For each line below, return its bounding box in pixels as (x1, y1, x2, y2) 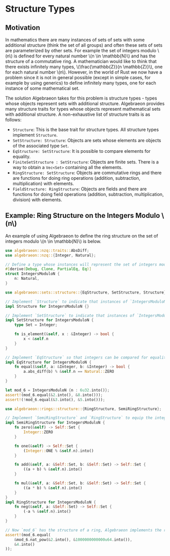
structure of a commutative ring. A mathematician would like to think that (5, 58, 157, 64)
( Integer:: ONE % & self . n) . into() (23, 448, 94, 453)
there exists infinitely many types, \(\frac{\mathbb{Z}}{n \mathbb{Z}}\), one (5, 64, 163, 70)
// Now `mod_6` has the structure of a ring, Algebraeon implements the (5, 528, 162, 533)
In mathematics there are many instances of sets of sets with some (5, 37, 145, 43)
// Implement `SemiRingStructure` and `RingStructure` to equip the (5, 415, 153, 420)
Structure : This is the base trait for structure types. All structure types (12, 126, 159, 133)
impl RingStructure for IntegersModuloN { (5, 500, 96, 505)
